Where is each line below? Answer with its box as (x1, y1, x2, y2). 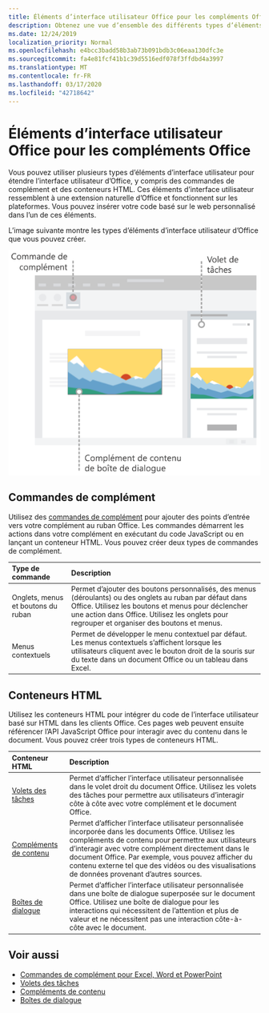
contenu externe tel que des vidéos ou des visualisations (69, 861, 256, 871)
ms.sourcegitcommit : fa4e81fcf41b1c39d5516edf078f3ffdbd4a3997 (8, 55, 224, 63)
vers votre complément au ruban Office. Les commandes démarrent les (8, 520, 244, 530)
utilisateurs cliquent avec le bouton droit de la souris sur (70, 646, 255, 655)
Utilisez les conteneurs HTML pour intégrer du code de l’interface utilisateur (8, 710, 259, 719)
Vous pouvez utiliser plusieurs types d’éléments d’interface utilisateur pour (8, 168, 255, 178)
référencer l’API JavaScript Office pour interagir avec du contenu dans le (8, 727, 248, 736)
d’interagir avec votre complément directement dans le (69, 844, 250, 854)
